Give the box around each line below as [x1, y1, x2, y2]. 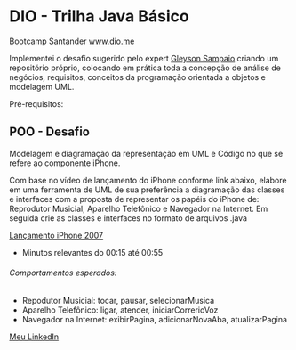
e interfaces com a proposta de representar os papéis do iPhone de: [9, 193, 260, 204]
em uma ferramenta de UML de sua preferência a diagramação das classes [9, 184, 285, 195]
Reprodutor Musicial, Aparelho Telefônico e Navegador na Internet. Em [9, 203, 268, 214]
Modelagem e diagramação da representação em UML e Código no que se [9, 148, 284, 159]
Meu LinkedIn [9, 331, 60, 342]
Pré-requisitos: [9, 98, 64, 109]
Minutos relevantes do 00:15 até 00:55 [21, 247, 164, 257]
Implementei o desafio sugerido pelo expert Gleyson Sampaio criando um [9, 53, 279, 63]
